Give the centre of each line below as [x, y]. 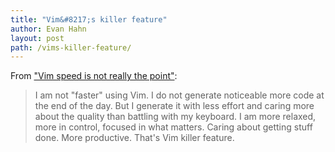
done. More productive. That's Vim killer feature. [134, 138]
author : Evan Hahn [48, 29]
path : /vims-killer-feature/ [71, 47]
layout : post [37, 38]
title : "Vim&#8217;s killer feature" [89, 19]
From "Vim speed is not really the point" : [94, 76]
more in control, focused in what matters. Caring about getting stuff [173, 127]
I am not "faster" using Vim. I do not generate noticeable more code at [179, 95]
